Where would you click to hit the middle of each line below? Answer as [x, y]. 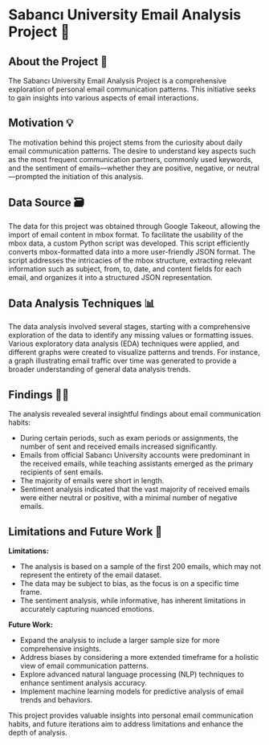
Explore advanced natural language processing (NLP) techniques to [132, 674]
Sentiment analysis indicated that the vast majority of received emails [135, 489]
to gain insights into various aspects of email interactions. [104, 98]
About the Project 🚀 [58, 61]
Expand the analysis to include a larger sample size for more [120, 641]
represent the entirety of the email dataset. [91, 575]
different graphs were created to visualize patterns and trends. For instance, [134, 352]
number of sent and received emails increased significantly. [119, 446]
